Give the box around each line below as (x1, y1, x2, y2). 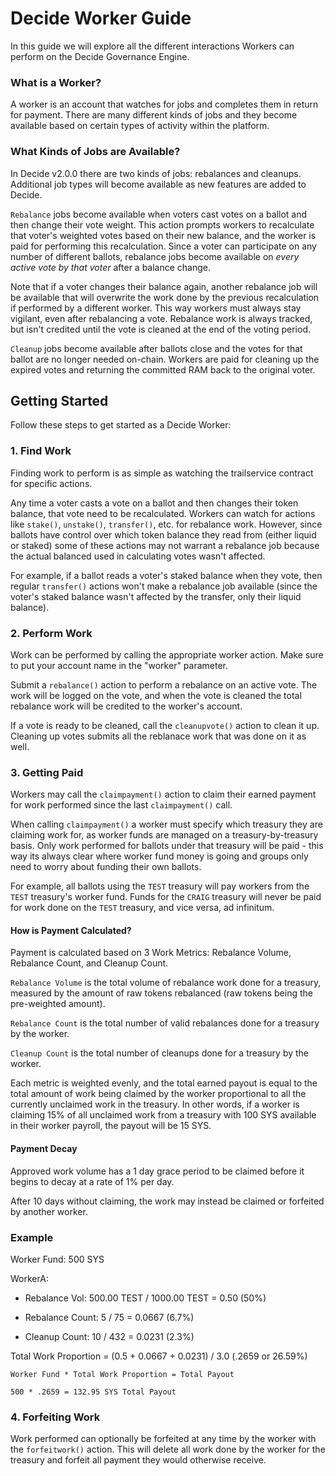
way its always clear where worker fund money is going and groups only (10, 850, 309, 862)
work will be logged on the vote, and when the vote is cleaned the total (10, 689, 302, 701)
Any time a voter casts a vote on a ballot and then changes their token (10, 497, 299, 509)
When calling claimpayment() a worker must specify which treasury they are (10, 818, 323, 831)
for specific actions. (10, 477, 93, 489)
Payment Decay (10, 1143, 78, 1155)
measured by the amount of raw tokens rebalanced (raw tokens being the (10, 987, 313, 999)
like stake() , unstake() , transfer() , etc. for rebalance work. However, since (10, 518, 323, 530)
